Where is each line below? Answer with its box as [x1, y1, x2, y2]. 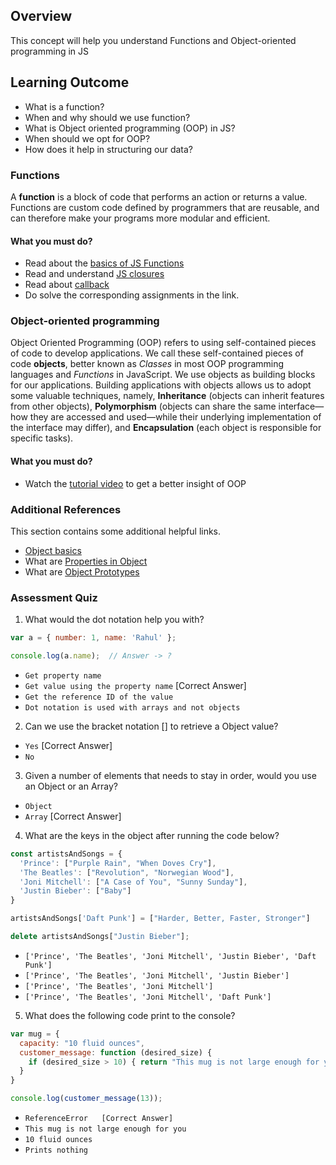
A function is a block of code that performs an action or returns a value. [10, 190, 308, 203]
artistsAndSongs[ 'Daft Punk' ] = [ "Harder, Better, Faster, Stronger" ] [10, 914, 311, 924]
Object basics [24, 544, 82, 556]
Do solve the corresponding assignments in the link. [24, 289, 240, 301]
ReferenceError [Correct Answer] [24, 1114, 174, 1124]
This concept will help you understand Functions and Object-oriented [10, 34, 297, 46]
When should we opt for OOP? [24, 132, 151, 144]
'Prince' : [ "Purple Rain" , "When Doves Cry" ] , [19, 858, 217, 868]
